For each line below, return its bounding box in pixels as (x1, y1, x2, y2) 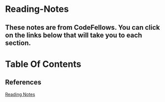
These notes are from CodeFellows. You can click (5, 23, 161, 32)
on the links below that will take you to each (5, 31, 142, 39)
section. (5, 39, 31, 47)
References (5, 78, 41, 87)
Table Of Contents (5, 58, 82, 70)
